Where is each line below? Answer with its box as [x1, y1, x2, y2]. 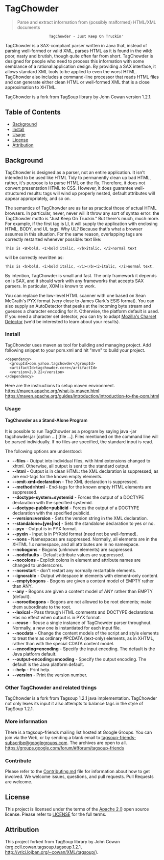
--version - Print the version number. [12, 672, 88, 678]
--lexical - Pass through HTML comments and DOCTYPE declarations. [12, 609, 155, 615]
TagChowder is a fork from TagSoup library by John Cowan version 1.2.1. [5, 94, 152, 100]
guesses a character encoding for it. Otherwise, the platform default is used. [5, 308, 159, 314]
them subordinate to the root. [12, 604, 71, 610]
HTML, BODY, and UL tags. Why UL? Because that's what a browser [5, 226, 143, 231]
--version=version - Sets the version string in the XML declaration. [12, 515, 148, 521]
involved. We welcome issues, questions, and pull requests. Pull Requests [5, 774, 154, 779]
